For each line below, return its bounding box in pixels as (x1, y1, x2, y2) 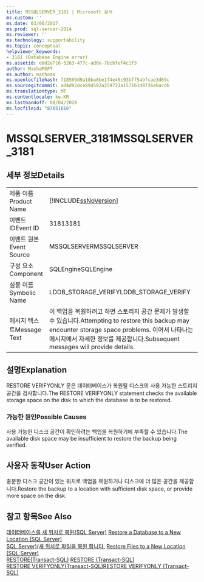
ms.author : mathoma (6, 71, 56, 77)
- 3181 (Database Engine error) (6, 54, 88, 60)
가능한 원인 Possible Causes (6, 413, 87, 421)
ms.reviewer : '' (6, 32, 47, 38)
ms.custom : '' (6, 15, 42, 21)
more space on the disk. (6, 492, 67, 500)
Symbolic (9, 288, 36, 297)
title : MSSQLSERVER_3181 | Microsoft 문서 (6, 9, 113, 15)
